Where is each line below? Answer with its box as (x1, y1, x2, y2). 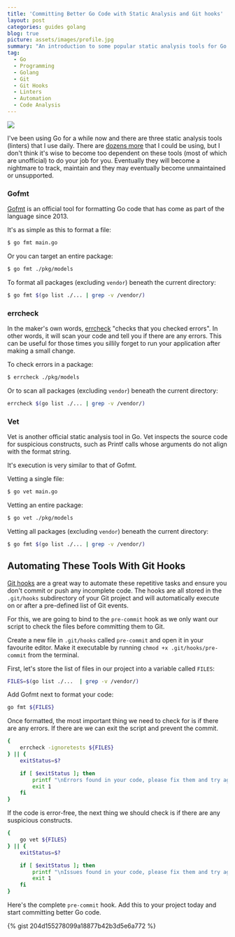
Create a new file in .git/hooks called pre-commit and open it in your (7, 635, 204, 644)
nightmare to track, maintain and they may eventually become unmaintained (7, 163, 226, 172)
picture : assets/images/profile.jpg (7, 36, 114, 43)
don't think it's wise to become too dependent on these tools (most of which (7, 149, 227, 157)
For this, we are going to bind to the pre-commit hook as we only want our (7, 614, 219, 623)
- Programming (13, 62, 55, 69)
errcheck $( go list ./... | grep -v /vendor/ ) (7, 400, 145, 407)
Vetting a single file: (7, 475, 64, 483)
